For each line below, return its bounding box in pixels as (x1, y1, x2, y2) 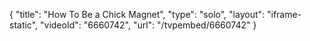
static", (9, 19, 39, 31)
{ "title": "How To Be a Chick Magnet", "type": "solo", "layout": (9, 9, 266, 20)
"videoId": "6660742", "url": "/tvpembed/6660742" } (40, 19, 257, 31)
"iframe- (266, 9, 302, 20)
